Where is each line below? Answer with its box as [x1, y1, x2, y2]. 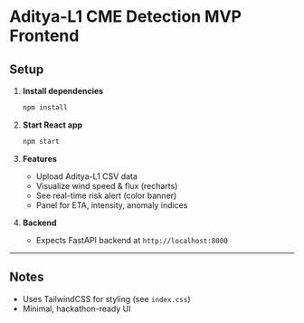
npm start [22, 137, 61, 146]
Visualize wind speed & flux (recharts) [35, 180, 178, 191]
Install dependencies [22, 86, 104, 96]
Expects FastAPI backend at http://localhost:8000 [35, 234, 228, 245]
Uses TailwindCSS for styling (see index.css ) [22, 293, 192, 304]
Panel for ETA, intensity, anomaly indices [35, 199, 188, 210]
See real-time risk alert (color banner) [35, 190, 177, 201]
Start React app [22, 119, 83, 130]
